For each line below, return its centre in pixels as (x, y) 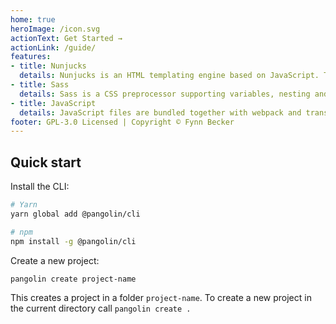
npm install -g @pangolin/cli (73, 241)
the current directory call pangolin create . (101, 308)
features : (31, 57)
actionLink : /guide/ (53, 47)
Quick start (46, 162)
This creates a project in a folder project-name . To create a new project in (161, 298)
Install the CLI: (40, 187)
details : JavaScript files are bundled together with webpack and (160, 112)
